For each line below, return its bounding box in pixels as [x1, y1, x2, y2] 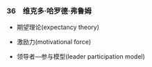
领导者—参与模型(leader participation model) [16, 52, 145, 61]
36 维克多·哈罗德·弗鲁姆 [6, 6, 92, 15]
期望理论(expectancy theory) [16, 23, 100, 32]
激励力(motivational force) [16, 38, 92, 46]
